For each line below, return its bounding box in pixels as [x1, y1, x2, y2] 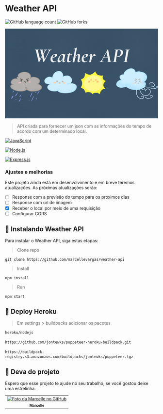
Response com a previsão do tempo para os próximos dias [12, 194, 130, 200]
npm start [5, 294, 25, 299]
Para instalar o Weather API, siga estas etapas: [5, 238, 98, 244]
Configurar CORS [12, 210, 47, 216]
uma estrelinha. [5, 386, 36, 392]
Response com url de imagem [12, 200, 72, 206]
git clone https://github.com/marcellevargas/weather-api [5, 257, 125, 262]
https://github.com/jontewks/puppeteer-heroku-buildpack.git [5, 340, 131, 345]
